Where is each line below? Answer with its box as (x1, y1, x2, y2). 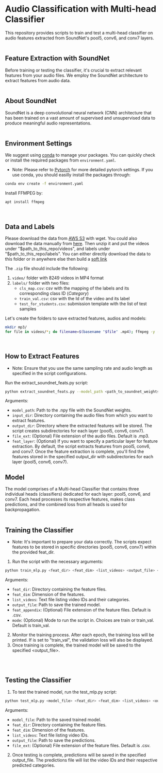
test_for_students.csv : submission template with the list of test (19, 301, 147, 306)
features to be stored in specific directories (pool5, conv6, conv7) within (12, 544, 157, 550)
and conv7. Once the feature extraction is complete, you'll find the (12, 449, 144, 454)
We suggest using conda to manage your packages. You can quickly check (5, 152, 155, 158)
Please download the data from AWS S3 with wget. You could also (5, 235, 137, 241)
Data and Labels (5, 222, 55, 231)
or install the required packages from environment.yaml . (5, 157, 116, 163)
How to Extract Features (5, 352, 80, 360)
